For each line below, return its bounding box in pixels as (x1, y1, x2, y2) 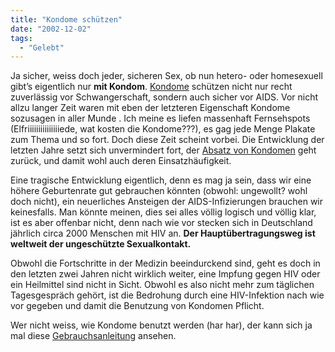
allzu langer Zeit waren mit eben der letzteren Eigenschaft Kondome (10, 102, 291, 114)
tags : (10, 33, 33, 43)
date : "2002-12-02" (10, 24, 92, 34)
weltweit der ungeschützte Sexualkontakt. (10, 238, 192, 250)
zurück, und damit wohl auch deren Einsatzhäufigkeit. (10, 155, 232, 167)
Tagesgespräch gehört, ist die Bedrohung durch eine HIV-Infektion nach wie (10, 289, 325, 301)
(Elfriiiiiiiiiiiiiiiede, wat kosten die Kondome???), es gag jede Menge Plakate (10, 123, 316, 135)
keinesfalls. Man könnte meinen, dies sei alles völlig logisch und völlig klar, (10, 206, 317, 218)
